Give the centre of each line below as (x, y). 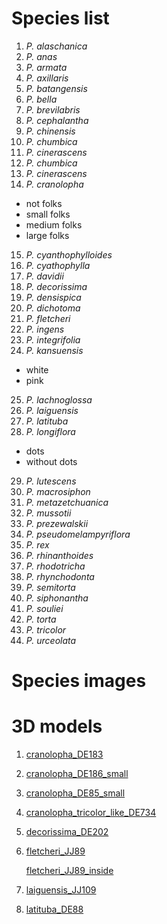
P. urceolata (51, 640)
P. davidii (44, 276)
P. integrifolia (53, 339)
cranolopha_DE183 (64, 754)
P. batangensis (56, 88)
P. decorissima (56, 286)
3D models (57, 726)
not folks (44, 203)
